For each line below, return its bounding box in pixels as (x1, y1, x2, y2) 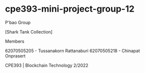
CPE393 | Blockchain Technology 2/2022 (5, 62, 89, 68)
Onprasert (5, 53, 26, 59)
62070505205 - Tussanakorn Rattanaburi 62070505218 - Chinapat (5, 48, 141, 54)
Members (5, 38, 24, 44)
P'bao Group (5, 19, 31, 25)
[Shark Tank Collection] (5, 29, 53, 35)
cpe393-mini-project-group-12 (5, 3, 135, 15)
